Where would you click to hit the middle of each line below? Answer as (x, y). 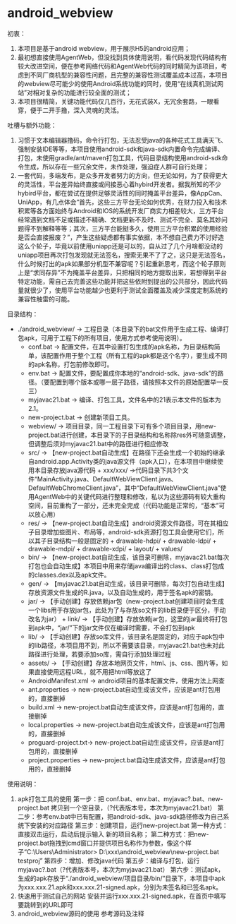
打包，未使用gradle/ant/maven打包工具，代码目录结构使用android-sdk (119, 157)
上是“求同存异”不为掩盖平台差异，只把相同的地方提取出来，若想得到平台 (122, 272)
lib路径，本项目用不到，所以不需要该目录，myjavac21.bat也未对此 (129, 645)
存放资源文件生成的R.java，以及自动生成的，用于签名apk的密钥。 (122, 592)
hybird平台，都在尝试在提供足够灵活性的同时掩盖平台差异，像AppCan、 (122, 193)
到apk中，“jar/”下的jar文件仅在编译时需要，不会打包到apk (111, 628)
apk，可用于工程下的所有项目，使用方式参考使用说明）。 (105, 337)
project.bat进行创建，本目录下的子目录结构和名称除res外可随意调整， (129, 435)
